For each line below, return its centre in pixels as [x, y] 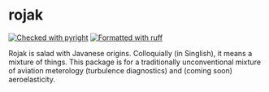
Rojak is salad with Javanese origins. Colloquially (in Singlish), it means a [130, 53]
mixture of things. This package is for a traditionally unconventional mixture [135, 62]
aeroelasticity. [32, 79]
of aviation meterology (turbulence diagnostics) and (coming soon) [121, 70]
